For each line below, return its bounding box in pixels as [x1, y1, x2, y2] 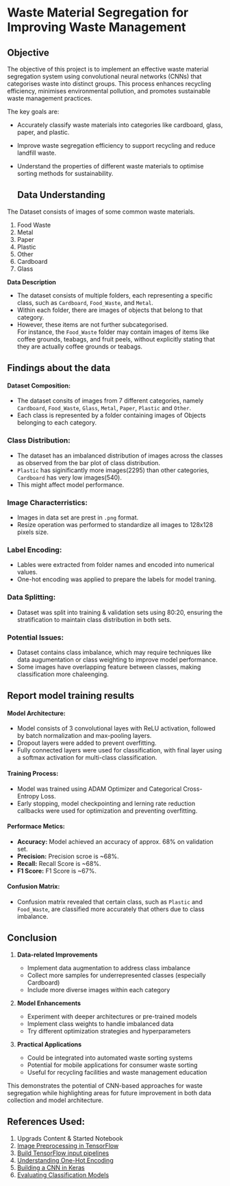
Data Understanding [16, 189, 105, 201]
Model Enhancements [16, 998, 81, 1007]
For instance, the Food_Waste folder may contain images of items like [16, 328, 209, 336]
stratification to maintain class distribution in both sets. [16, 615, 172, 623]
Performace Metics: [7, 823, 65, 831]
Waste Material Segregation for [7, 5, 189, 21]
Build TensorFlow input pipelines [16, 1149, 110, 1157]
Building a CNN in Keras [16, 1163, 85, 1172]
